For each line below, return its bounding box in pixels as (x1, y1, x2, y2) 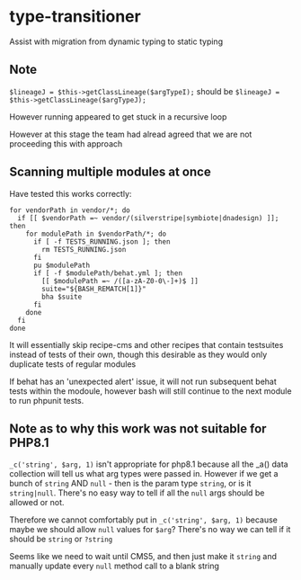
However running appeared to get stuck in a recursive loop (9, 111, 227, 122)
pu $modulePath (32, 261, 91, 270)
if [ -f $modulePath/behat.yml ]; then (32, 268, 182, 278)
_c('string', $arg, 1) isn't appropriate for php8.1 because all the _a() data (9, 459, 289, 469)
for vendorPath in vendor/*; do (9, 205, 130, 215)
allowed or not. (9, 497, 65, 508)
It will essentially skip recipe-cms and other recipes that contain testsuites (9, 339, 284, 350)
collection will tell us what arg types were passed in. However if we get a (9, 468, 279, 479)
